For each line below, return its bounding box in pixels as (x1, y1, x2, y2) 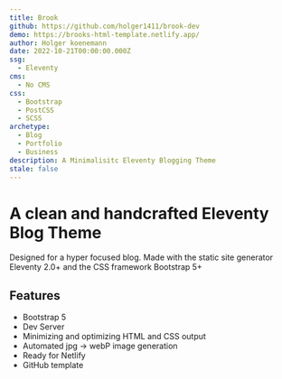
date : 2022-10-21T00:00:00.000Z (9, 47, 131, 56)
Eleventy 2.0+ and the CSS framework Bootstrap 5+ (9, 262, 203, 273)
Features (9, 288, 61, 303)
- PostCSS (17, 106, 54, 115)
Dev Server (22, 321, 65, 332)
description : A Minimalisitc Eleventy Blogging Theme (9, 155, 217, 165)
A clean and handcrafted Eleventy (9, 203, 269, 224)
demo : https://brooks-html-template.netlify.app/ (9, 30, 201, 39)
